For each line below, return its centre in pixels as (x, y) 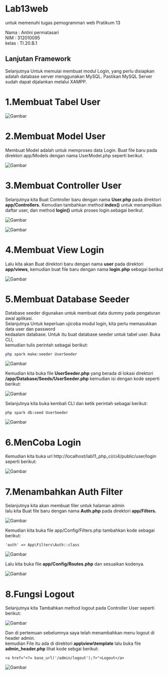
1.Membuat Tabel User (53, 102)
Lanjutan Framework (38, 59)
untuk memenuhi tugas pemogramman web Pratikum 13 (63, 23)
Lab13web (27, 9)
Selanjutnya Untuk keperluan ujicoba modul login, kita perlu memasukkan (81, 324)
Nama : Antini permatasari (32, 32)
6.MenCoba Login (43, 442)
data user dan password (30, 329)
